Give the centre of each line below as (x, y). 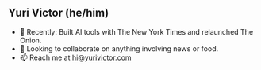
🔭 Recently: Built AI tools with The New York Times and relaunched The (136, 31)
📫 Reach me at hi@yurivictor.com (76, 57)
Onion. (31, 40)
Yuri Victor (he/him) (59, 13)
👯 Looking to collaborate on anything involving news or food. (119, 48)
